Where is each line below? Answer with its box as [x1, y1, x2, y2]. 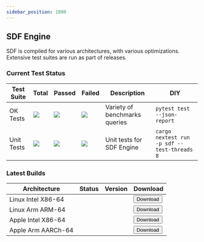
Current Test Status [6, 69, 66, 78]
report [155, 117, 175, 124]
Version [104, 185, 128, 193]
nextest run [155, 134, 190, 140]
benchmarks [105, 110, 141, 119]
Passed [53, 89, 76, 97]
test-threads [155, 146, 193, 153]
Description [110, 89, 145, 97]
